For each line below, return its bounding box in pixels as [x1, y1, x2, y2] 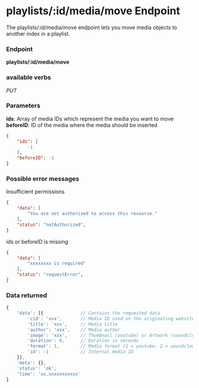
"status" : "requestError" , [17, 272, 84, 277]
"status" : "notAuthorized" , [17, 222, 86, 228]
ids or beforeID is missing [6, 238, 69, 245]
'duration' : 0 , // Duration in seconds [27, 337, 139, 344]
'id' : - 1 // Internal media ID [27, 349, 134, 355]
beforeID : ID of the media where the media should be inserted [6, 121, 158, 128]
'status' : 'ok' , [17, 365, 57, 371]
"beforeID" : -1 [17, 155, 54, 161]
